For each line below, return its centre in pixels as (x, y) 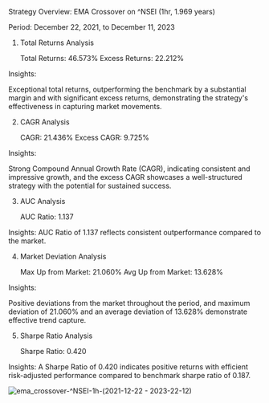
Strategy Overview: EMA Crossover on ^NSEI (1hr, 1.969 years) (112, 12)
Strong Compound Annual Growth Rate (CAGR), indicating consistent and (129, 169)
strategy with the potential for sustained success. (90, 185)
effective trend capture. (47, 320)
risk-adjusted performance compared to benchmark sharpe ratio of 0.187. (130, 375)
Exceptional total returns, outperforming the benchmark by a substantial (127, 89)
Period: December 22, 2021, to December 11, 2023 (92, 27)
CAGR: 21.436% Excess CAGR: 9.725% (85, 137)
